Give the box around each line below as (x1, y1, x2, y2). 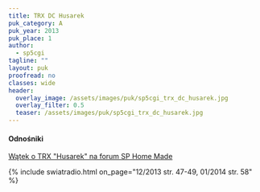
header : (8, 86, 35, 95)
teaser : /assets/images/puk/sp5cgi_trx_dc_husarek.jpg (15, 109, 204, 117)
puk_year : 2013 (8, 27, 60, 35)
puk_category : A (8, 19, 63, 27)
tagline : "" (8, 57, 48, 65)
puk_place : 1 (8, 34, 52, 43)
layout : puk (8, 64, 48, 72)
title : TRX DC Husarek (8, 11, 85, 20)
